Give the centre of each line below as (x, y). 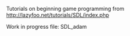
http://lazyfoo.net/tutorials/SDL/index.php (58, 15)
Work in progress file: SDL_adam (46, 27)
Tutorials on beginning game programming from (65, 9)
